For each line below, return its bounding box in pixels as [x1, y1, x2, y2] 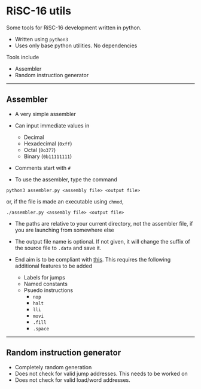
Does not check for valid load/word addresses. [14, 376, 130, 384]
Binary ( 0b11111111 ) [23, 153, 72, 160]
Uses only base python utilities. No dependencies [14, 42, 138, 49]
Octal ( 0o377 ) [23, 146, 56, 153]
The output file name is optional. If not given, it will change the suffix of [14, 238, 190, 245]
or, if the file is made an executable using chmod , [6, 197, 124, 205]
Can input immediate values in [14, 121, 90, 129]
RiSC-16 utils [6, 4, 72, 18]
